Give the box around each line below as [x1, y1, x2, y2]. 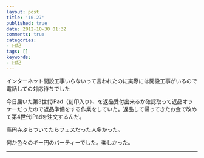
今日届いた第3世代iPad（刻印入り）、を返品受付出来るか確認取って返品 [6, 98, 183, 105]
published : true [6, 20, 47, 26]
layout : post [6, 9, 39, 15]
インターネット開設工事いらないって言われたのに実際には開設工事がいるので [6, 77, 197, 84]
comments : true [6, 32, 45, 38]
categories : [6, 37, 36, 43]
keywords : [6, 54, 32, 60]
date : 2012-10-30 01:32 [6, 26, 67, 32]
